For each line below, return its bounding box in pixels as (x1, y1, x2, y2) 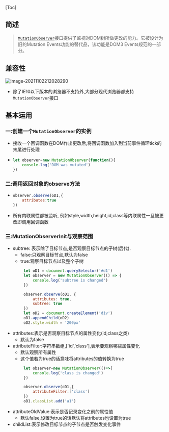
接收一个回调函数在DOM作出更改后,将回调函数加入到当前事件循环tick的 (12, 140, 162, 146)
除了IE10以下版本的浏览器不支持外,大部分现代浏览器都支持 (12, 88, 134, 94)
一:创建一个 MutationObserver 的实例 (5, 128, 92, 135)
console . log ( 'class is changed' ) (32, 370, 103, 375)
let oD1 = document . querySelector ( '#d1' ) (23, 268, 113, 273)
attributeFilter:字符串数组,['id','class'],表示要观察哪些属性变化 (12, 343, 140, 349)
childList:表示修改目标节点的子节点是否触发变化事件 (12, 421, 121, 427)
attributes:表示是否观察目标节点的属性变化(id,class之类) (12, 330, 129, 336)
